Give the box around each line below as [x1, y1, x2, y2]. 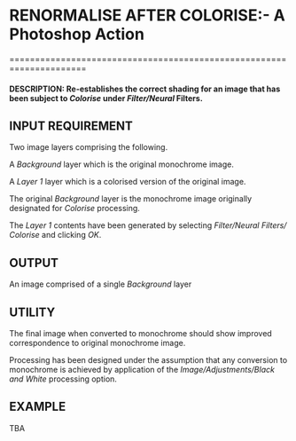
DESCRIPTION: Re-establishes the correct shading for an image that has [9, 83, 281, 94]
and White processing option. [9, 374, 118, 384]
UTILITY [9, 304, 56, 319]
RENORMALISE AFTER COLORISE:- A [9, 5, 285, 26]
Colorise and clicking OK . [9, 230, 102, 240]
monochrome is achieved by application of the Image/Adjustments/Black [9, 364, 275, 374]
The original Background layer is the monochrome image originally [9, 193, 253, 204]
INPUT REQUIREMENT [9, 118, 133, 133]
